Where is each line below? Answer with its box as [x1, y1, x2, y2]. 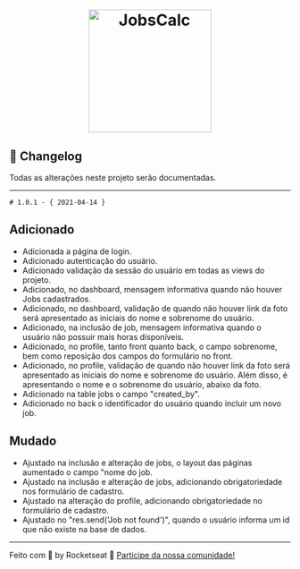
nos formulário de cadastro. [21, 486, 125, 497]
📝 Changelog [9, 149, 83, 164]
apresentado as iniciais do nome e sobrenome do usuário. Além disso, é [21, 369, 288, 380]
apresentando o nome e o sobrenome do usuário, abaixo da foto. [21, 378, 262, 389]
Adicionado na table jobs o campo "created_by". [21, 388, 201, 399]
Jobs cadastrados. [21, 293, 92, 304]
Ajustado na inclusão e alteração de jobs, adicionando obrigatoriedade [21, 476, 283, 487]
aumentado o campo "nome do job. [21, 466, 154, 478]
